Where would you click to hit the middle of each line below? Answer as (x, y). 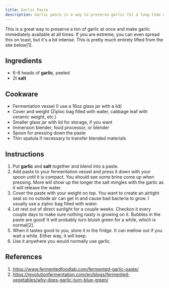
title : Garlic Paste (27, 10)
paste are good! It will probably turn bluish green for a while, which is (84, 220)
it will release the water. (37, 187)
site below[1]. (19, 45)
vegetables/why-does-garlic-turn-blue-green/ (60, 279)
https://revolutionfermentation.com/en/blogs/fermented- (71, 274)
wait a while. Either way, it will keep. (50, 236)
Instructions (25, 154)
